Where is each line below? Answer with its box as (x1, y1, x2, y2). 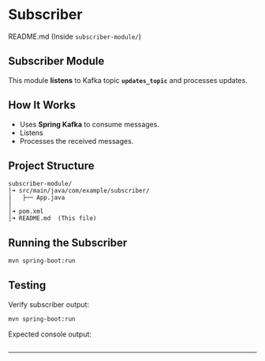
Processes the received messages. (19, 136, 134, 145)
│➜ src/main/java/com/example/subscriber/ (8, 187, 150, 195)
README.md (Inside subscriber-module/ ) (8, 32, 142, 41)
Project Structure (8, 159, 95, 172)
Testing (8, 279, 47, 292)
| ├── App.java (8, 194, 65, 202)
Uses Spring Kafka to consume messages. (19, 119, 160, 129)
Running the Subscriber (8, 235, 128, 250)
